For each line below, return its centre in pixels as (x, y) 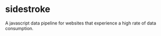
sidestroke (28, 9)
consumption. (19, 28)
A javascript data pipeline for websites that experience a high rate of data (81, 23)
